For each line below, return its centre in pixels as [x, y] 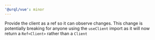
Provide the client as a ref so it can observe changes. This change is [74, 23]
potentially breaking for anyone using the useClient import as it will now [77, 28]
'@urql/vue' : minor [25, 9]
